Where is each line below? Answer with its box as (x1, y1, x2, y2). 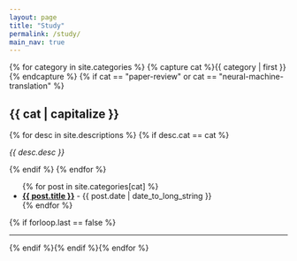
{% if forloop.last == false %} (9, 218, 117, 228)
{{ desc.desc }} (9, 147, 65, 157)
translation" (9, 81, 51, 91)
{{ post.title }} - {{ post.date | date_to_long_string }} (21, 191, 212, 202)
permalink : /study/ (9, 29, 81, 38)
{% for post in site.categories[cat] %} (21, 181, 159, 192)
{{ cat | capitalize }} (9, 106, 119, 121)
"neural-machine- (218, 72, 285, 82)
